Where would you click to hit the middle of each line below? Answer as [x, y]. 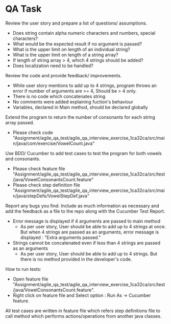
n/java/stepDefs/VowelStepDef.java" [51, 196]
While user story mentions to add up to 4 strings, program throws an [85, 85]
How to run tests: [23, 269]
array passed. [20, 122]
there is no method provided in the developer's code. [76, 259]
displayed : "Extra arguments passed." [60, 237]
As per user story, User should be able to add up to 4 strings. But [89, 253]
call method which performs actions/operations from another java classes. [83, 316]
